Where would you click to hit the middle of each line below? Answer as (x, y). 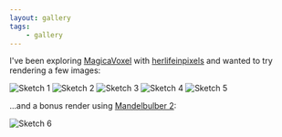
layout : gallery (40, 18)
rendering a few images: (55, 70)
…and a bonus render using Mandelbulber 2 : (93, 106)
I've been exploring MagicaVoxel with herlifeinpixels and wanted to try (141, 61)
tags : (20, 26)
